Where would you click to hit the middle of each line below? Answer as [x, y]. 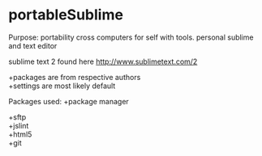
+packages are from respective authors [75, 77]
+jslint [19, 125]
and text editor [33, 45]
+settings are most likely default [62, 86]
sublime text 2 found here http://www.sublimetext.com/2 [103, 61]
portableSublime [66, 15]
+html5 [20, 134]
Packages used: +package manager [69, 101]
